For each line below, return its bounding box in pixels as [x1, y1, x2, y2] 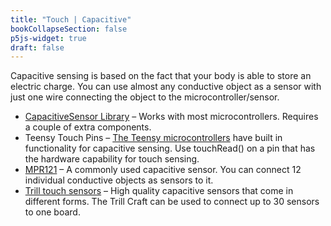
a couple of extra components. [24, 121, 152, 133]
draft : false [10, 42, 65, 53]
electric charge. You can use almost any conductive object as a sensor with [10, 81, 322, 93]
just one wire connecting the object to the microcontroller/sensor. [10, 91, 280, 103]
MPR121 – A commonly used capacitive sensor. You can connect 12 [24, 164, 302, 176]
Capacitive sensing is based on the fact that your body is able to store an [10, 70, 312, 82]
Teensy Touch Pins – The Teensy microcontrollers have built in [24, 132, 283, 144]
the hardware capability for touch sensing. [24, 153, 200, 165]
